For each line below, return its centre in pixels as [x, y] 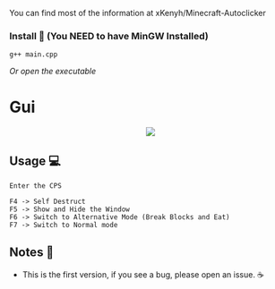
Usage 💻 [35, 161]
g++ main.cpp [34, 55]
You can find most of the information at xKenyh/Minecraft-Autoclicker [137, 13]
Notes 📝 [32, 253]
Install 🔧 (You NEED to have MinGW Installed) [109, 36]
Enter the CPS [36, 186]
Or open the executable [53, 72]
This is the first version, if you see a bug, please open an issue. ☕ [143, 274]
